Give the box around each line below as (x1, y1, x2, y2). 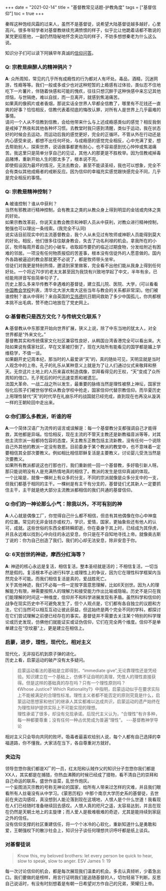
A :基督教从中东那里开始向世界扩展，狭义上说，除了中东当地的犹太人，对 (5, 325, 153, 331)
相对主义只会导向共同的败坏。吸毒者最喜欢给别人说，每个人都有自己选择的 (5, 734, 157, 740)
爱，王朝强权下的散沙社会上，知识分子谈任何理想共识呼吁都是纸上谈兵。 (5, 828, 152, 834)
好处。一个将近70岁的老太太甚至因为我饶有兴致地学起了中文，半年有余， (5, 269, 153, 275)
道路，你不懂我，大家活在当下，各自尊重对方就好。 (9, 740, 114, 746)
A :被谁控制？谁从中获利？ (5, 200, 58, 206)
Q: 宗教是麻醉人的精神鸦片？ (5, 63, 73, 70)
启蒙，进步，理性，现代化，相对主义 (5, 639, 91, 646)
